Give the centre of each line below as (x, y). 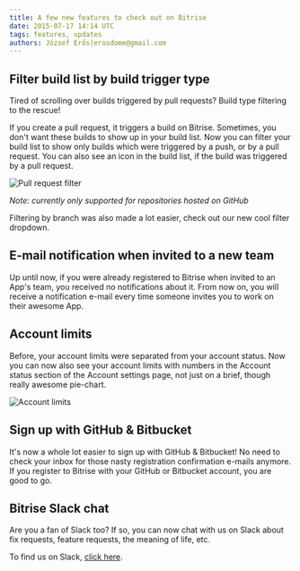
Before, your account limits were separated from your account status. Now (147, 356)
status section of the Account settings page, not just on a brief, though (140, 374)
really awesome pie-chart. (58, 384)
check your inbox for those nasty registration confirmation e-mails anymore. (150, 461)
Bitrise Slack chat (59, 508)
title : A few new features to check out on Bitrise (108, 18)
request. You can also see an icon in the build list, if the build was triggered (148, 156)
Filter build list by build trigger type (110, 79)
